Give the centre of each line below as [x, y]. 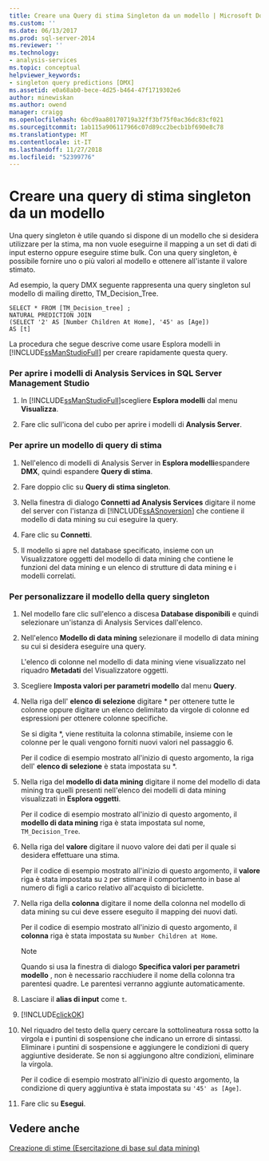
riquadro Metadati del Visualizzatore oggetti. [94, 670]
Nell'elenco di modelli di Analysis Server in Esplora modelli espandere [135, 463]
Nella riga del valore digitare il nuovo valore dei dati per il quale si [128, 847]
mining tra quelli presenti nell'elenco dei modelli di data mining [123, 790]
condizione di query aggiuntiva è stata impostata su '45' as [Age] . [131, 1088]
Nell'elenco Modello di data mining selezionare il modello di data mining [139, 638]
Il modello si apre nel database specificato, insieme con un [117, 550]
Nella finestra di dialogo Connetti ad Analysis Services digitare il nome [138, 502]
